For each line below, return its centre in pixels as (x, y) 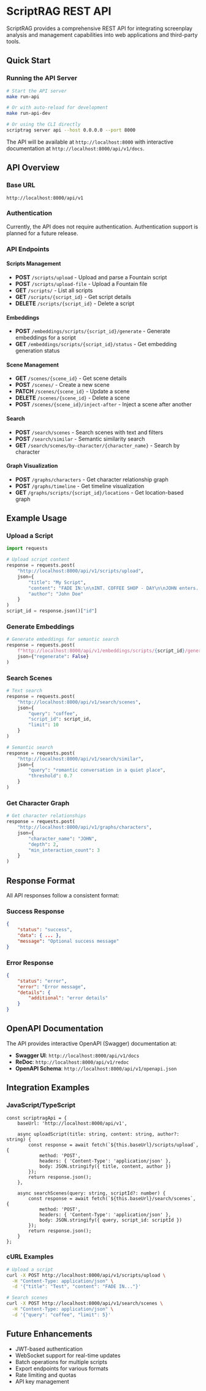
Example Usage (37, 518)
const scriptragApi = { (37, 1118)
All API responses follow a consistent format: (63, 895)
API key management (42, 1381)
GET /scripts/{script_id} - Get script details (73, 296)
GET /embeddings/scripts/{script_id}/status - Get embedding (96, 344)
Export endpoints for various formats (62, 1368)
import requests (27, 548)
